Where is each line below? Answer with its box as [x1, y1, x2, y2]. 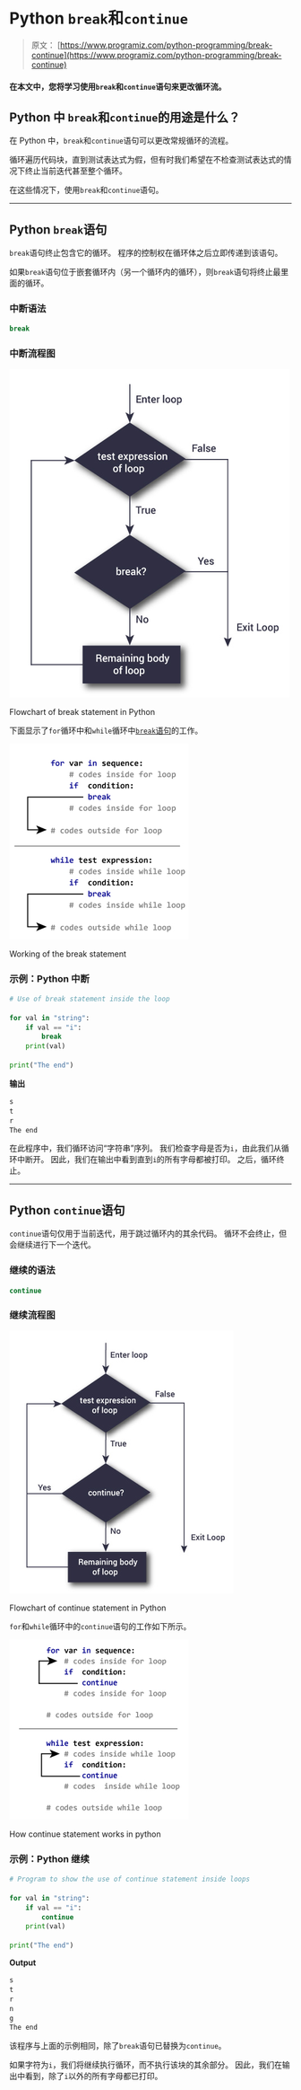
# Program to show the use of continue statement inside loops [9, 1874, 251, 1883]
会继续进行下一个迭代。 [9, 1239, 96, 1250]
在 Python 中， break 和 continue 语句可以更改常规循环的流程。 [9, 136, 234, 146]
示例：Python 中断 [9, 972, 90, 984]
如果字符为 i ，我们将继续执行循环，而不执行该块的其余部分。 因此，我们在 [9, 2059, 283, 2070]
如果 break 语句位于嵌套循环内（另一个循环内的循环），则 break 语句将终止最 [9, 267, 281, 278]
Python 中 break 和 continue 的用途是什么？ [9, 110, 240, 125]
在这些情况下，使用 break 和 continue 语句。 [9, 185, 164, 196]
